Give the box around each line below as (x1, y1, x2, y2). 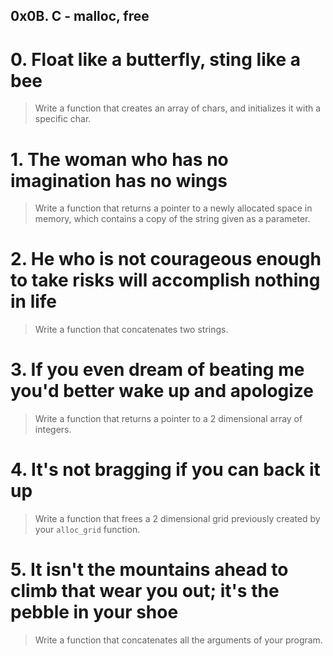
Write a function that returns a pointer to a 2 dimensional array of (34, 413, 303, 425)
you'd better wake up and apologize (10, 380, 315, 403)
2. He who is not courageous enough (10, 248, 322, 271)
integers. (34, 424, 72, 436)
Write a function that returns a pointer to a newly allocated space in (34, 202, 313, 214)
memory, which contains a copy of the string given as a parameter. (34, 213, 311, 225)
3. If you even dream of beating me (10, 359, 305, 381)
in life (10, 290, 58, 313)
